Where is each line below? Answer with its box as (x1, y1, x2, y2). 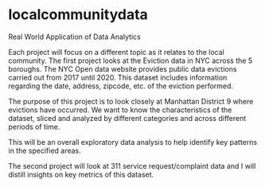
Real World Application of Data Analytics (8, 32, 141, 41)
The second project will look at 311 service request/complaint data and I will (8, 161, 256, 170)
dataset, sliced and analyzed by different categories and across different (8, 113, 247, 123)
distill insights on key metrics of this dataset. (8, 169, 154, 179)
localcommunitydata (8, 6, 149, 24)
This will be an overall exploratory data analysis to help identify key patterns (8, 137, 257, 146)
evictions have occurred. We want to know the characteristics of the (8, 105, 232, 115)
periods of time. (8, 122, 60, 131)
